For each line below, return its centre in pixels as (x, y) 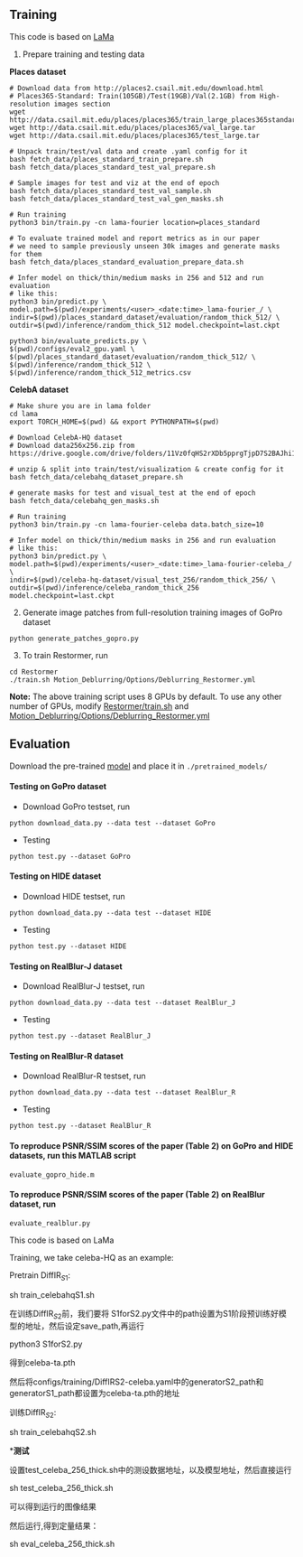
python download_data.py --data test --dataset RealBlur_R (123, 1093)
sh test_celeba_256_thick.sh (62, 1488)
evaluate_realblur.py (50, 1223)
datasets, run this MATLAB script (73, 1156)
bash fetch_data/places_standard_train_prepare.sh (106, 159)
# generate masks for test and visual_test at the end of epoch (133, 493)
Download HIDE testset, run (74, 897)
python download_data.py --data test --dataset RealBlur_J (123, 1003)
